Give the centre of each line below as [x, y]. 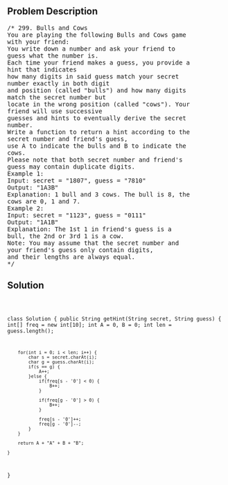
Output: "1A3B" [33, 187]
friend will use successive [55, 111]
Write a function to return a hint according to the [99, 132]
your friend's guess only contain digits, [80, 250]
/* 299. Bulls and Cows [47, 28]
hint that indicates [42, 69]
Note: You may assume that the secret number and [93, 243]
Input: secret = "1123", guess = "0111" [77, 215]
